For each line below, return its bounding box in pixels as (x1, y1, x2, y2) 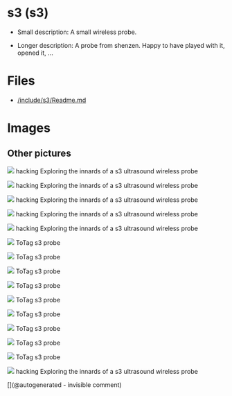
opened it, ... (17, 49, 53, 57)
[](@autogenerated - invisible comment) (7, 380, 123, 389)
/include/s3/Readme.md (17, 96, 87, 104)
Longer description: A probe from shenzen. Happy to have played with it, (17, 41, 225, 49)
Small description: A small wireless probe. (17, 28, 137, 36)
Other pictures (7, 148, 71, 160)
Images (7, 120, 51, 136)
